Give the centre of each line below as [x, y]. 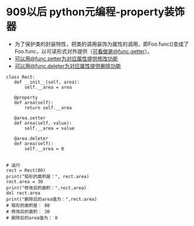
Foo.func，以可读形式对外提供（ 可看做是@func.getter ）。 [84, 51]
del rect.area [23, 193]
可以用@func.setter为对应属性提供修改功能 [66, 59]
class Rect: [21, 77]
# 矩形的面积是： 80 [28, 206]
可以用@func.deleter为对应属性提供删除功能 [68, 66]
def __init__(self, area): [47, 82]
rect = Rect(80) [26, 170]
